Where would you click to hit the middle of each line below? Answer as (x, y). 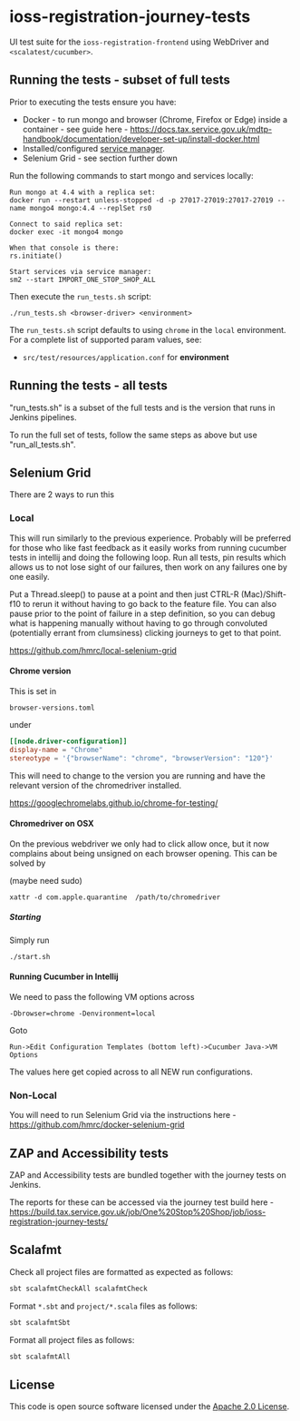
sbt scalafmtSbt (40, 1322)
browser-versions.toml (52, 708)
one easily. (29, 576)
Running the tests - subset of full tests (120, 80)
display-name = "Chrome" (56, 750)
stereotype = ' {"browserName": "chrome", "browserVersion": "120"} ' (141, 758)
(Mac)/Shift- (264, 594)
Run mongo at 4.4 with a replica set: (82, 192)
